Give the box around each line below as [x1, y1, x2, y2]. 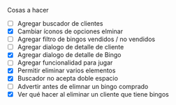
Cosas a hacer [7, 6, 49, 14]
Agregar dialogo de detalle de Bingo [17, 51, 122, 59]
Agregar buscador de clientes [17, 19, 103, 27]
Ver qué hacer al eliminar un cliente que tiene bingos [17, 90, 169, 98]
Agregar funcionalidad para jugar [17, 58, 113, 67]
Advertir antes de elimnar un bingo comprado [17, 82, 149, 90]
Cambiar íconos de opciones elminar [17, 27, 124, 35]
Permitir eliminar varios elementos [17, 66, 116, 75]
